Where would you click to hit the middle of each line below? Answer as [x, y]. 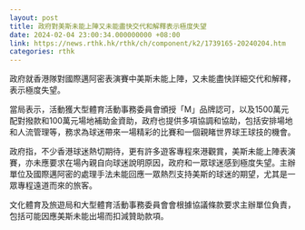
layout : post [34, 18]
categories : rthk [42, 52]
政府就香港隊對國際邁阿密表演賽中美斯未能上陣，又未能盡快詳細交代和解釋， [152, 79]
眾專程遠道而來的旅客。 [53, 185]
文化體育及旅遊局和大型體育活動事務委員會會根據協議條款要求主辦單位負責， [152, 205]
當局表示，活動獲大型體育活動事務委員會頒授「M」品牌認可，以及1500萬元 [149, 109]
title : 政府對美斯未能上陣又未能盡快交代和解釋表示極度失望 [108, 26]
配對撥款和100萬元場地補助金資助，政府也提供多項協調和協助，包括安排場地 [151, 121]
